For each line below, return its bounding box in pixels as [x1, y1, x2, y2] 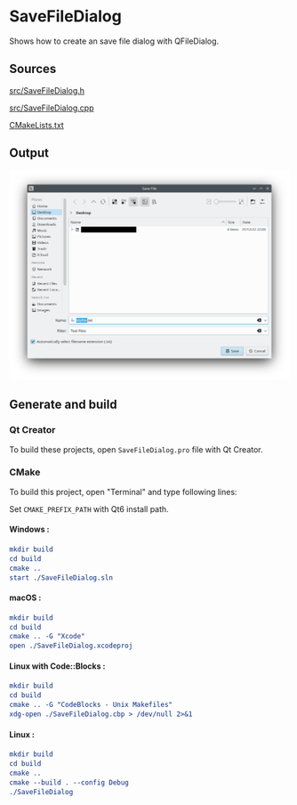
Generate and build [9, 397, 117, 412]
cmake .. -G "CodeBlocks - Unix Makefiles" [9, 701, 173, 710]
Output [9, 145, 49, 161]
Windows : [9, 524, 50, 535]
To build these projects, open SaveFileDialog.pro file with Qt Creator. [9, 443, 264, 455]
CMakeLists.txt [9, 119, 64, 130]
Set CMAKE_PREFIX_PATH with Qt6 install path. [9, 503, 169, 514]
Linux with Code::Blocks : [9, 661, 106, 671]
